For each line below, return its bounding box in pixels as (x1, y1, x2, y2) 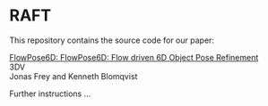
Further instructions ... (9, 88, 91, 99)
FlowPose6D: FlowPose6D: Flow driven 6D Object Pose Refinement (9, 52, 259, 62)
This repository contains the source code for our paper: (9, 35, 215, 45)
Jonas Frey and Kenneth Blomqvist (9, 70, 138, 81)
